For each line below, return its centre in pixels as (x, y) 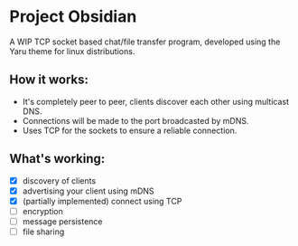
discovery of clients (59, 180)
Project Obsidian (73, 17)
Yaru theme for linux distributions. (72, 51)
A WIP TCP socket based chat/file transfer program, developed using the (145, 42)
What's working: (57, 159)
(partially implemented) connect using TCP (102, 201)
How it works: (49, 80)
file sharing (43, 232)
